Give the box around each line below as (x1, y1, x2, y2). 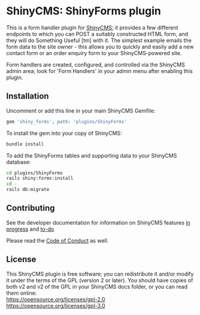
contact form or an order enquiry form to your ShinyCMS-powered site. (6, 49, 182, 56)
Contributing (6, 203, 55, 213)
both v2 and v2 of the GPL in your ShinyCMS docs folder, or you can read (6, 283, 187, 290)
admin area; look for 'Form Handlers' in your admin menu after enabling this (6, 67, 193, 74)
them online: (6, 289, 37, 296)
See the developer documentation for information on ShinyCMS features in (6, 219, 190, 226)
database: (6, 158, 31, 165)
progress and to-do (6, 225, 54, 232)
